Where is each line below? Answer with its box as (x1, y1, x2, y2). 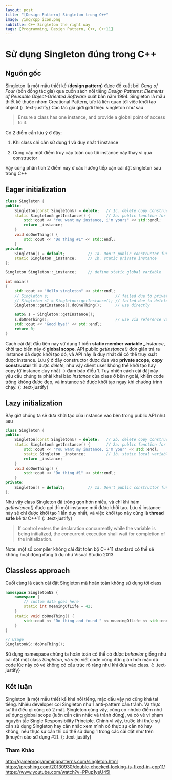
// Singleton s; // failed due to (14, 293, 153, 299)
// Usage (5, 637, 24, 642)
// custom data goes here (24, 599, 79, 604)
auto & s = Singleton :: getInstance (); (14, 312, 95, 318)
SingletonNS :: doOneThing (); (5, 642, 66, 647)
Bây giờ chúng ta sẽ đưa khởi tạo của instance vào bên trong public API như (5, 412, 165, 418)
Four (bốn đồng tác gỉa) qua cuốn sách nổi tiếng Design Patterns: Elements (5, 88, 164, 94)
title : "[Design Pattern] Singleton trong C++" (5, 12, 109, 17)
